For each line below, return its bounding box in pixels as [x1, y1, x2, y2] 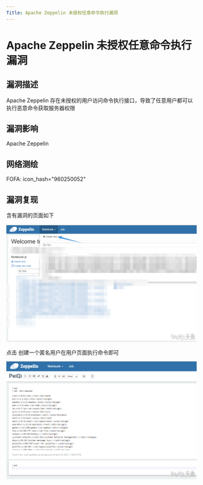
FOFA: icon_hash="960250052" [6, 175, 86, 183]
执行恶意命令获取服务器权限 [6, 104, 76, 111]
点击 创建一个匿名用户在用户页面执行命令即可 [6, 348, 119, 356]
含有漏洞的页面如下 [6, 212, 54, 219]
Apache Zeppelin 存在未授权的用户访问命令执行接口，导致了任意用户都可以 [6, 97, 193, 104]
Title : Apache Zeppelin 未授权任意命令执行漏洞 [6, 10, 118, 16]
